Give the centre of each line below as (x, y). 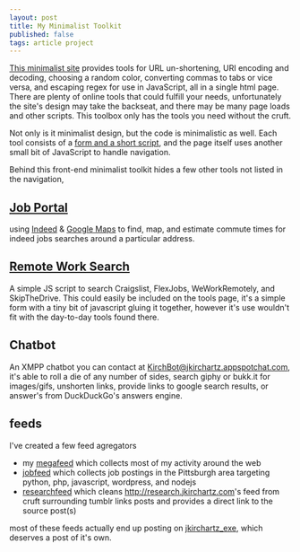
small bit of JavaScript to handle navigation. (90, 153)
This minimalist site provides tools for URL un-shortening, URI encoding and (149, 68)
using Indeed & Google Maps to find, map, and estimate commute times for (148, 229)
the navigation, (37, 180)
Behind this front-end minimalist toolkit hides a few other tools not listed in (146, 170)
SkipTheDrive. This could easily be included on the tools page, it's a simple (147, 298)
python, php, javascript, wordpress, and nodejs (109, 482)
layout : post (34, 18)
